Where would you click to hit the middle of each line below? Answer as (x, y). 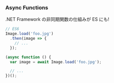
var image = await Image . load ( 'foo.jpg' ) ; (56, 62)
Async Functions (27, 8)
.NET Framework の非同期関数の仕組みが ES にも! (58, 19)
